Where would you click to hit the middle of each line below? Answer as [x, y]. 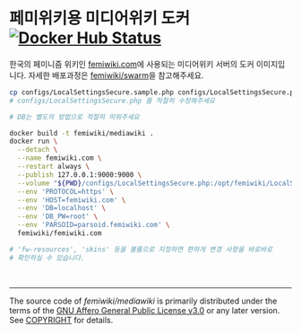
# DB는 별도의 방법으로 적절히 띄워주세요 [75, 117]
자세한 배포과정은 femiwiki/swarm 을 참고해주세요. [116, 75]
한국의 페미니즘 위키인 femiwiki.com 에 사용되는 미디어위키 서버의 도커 [132, 64]
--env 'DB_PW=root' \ [58, 216]
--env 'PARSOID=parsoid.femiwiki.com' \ [94, 225]
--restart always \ [54, 167]
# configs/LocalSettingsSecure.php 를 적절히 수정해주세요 [112, 101]
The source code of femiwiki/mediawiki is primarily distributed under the [143, 301]
